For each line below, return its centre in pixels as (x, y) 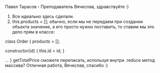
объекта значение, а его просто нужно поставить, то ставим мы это (83, 27)
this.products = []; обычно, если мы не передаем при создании (78, 21)
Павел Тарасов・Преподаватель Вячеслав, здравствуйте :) (67, 7)
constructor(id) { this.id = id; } (35, 51)
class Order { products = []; (32, 41)
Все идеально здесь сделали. (43, 16)
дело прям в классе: (33, 32)
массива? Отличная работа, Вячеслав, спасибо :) (56, 65)
